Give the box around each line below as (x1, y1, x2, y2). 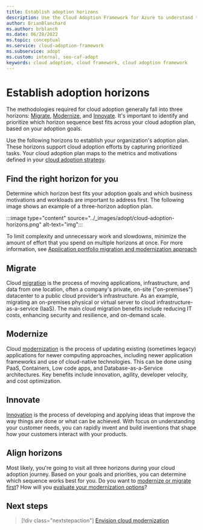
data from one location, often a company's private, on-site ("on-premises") (6, 286, 193, 293)
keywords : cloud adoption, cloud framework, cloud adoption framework (6, 59, 188, 65)
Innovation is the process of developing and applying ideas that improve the (6, 411, 195, 418)
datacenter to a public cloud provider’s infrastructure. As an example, (6, 292, 179, 300)
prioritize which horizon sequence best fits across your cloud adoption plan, (6, 119, 196, 126)
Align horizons (6, 448, 62, 458)
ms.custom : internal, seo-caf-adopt (6, 54, 98, 60)
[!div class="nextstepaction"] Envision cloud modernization (21, 517, 169, 525)
